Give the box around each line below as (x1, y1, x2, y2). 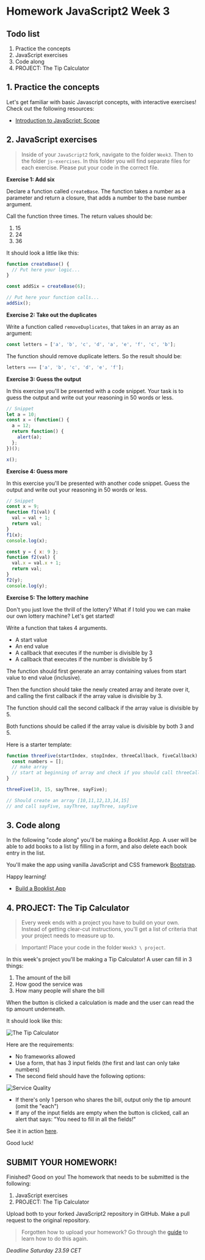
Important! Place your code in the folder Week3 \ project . (21, 944, 166, 951)
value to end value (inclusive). (6, 673, 82, 681)
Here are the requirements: (6, 1041, 74, 1048)
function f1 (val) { (6, 509, 56, 516)
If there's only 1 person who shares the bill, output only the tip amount (15, 1096, 191, 1103)
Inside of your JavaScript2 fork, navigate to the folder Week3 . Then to (21, 151, 193, 158)
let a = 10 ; (6, 411, 37, 418)
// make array (12, 764, 48, 770)
